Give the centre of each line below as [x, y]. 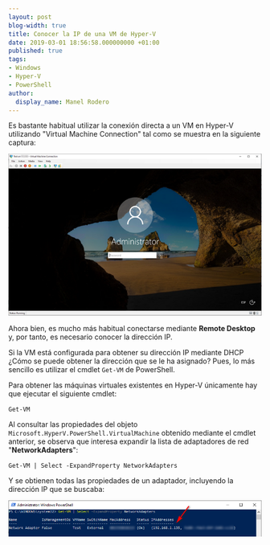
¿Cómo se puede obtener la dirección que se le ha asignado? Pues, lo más [132, 361]
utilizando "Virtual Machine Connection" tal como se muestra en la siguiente [135, 134]
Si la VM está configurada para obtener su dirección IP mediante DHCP [126, 352]
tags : [17, 59]
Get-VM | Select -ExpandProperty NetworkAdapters [93, 465]
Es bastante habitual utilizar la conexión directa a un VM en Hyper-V [121, 125]
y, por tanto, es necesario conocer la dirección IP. [90, 337]
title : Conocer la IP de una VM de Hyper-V [82, 34]
